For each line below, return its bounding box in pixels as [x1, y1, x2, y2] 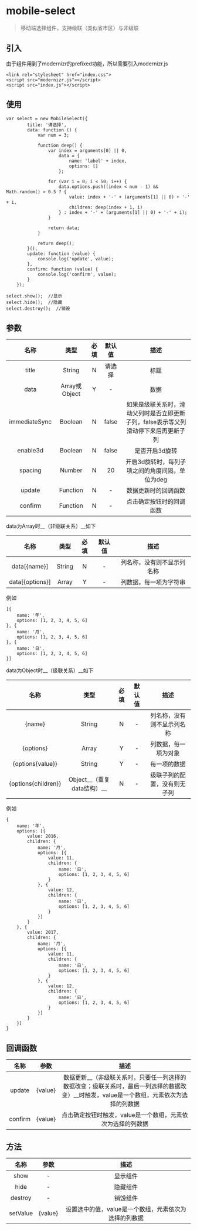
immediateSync [9, 418, 52, 426]
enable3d [17, 447, 44, 455]
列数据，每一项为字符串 [121, 578, 186, 587]
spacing [19, 467, 42, 475]
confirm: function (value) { [27, 266, 98, 272]
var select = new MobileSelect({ [6, 115, 88, 121]
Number [59, 467, 83, 475]
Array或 [60, 382, 82, 390]
